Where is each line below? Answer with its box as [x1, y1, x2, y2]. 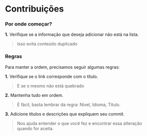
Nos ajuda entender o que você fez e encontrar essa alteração [16, 120, 142, 126]
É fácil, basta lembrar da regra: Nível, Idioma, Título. [16, 102, 121, 107]
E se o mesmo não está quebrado [16, 83, 84, 89]
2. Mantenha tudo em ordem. [5, 92, 64, 98]
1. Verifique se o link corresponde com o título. [5, 74, 98, 79]
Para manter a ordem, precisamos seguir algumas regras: [5, 64, 120, 70]
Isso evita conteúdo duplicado [16, 41, 78, 47]
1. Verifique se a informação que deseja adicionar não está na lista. [5, 31, 139, 37]
